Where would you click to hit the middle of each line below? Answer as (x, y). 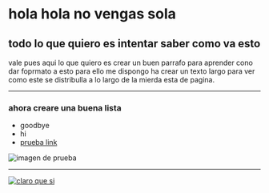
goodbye (34, 126)
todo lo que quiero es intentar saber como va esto (134, 44)
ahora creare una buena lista (65, 107)
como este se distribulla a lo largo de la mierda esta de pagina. (111, 80)
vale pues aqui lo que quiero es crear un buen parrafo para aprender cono (131, 62)
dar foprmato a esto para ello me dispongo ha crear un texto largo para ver (132, 71)
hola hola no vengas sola (92, 14)
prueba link (38, 143)
